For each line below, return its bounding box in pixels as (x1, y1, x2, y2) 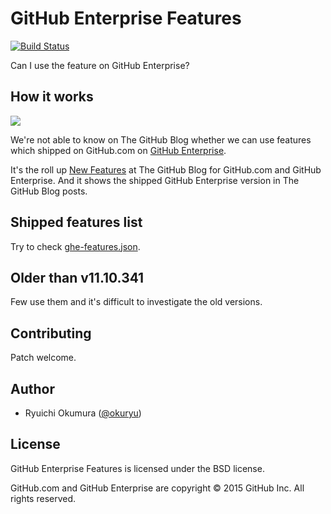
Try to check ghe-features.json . (10, 240, 141, 252)
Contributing (10, 325, 92, 342)
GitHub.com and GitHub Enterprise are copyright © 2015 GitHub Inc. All (10, 482, 305, 494)
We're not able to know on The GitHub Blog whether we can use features (10, 133, 312, 146)
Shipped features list (10, 214, 143, 231)
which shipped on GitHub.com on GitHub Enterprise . (10, 144, 227, 156)
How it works (10, 88, 94, 106)
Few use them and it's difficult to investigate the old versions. (10, 296, 263, 308)
